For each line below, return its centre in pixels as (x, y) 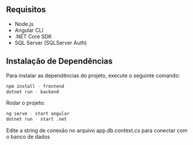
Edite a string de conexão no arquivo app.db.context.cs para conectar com (97, 131)
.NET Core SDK (33, 36)
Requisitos (26, 10)
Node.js (24, 24)
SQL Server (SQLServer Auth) (51, 42)
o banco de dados (28, 137)
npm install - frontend (35, 86)
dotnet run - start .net (36, 119)
